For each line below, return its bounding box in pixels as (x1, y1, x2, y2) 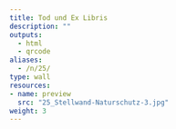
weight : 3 (9, 106, 47, 115)
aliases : (9, 55, 43, 64)
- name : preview (9, 89, 71, 98)
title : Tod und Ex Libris (9, 13, 108, 23)
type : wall (9, 73, 51, 82)
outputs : (9, 30, 43, 39)
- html (17, 38, 43, 48)
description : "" (9, 22, 71, 31)
